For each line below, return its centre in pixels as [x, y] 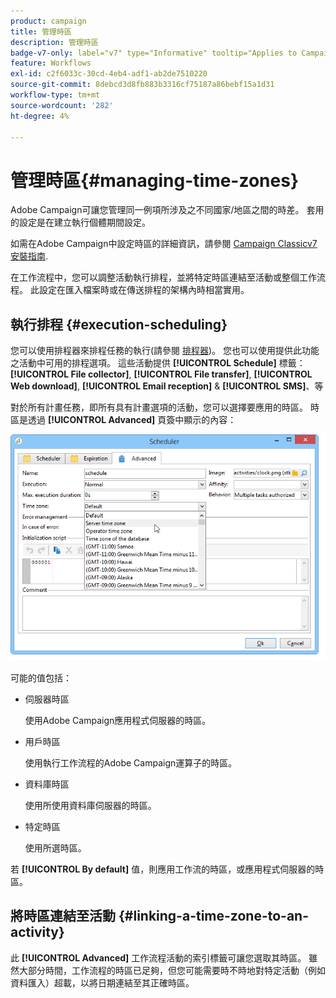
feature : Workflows [51, 63]
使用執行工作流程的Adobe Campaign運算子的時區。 [131, 762]
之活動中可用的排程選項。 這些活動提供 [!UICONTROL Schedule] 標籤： [158, 363]
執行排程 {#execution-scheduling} [119, 324]
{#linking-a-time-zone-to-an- [214, 916]
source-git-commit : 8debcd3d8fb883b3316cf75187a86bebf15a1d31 [142, 85]
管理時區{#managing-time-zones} [155, 180]
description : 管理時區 [54, 42]
